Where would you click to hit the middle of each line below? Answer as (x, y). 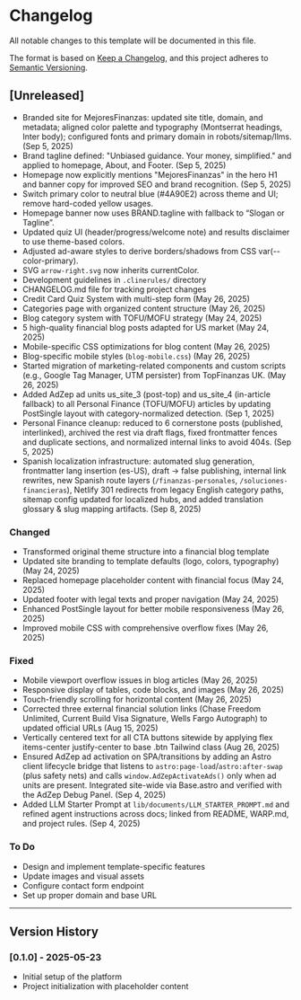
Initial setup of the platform (72, 977)
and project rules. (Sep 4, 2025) (81, 824)
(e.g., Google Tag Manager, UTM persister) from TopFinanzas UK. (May (154, 375)
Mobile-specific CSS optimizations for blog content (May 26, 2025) (146, 346)
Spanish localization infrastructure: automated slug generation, (138, 461)
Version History (54, 932)
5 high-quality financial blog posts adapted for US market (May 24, (146, 327)
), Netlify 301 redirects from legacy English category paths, (175, 490)
